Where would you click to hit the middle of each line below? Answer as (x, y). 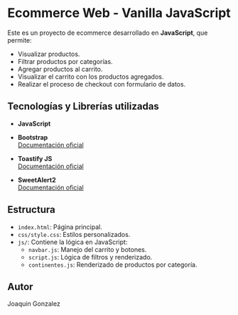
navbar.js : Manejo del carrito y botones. (87, 249)
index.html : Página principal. (60, 227)
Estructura (31, 210)
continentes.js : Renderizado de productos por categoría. (113, 265)
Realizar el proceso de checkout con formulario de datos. (102, 84)
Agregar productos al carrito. (60, 69)
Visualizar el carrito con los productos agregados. (91, 77)
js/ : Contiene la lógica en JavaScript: (72, 242)
